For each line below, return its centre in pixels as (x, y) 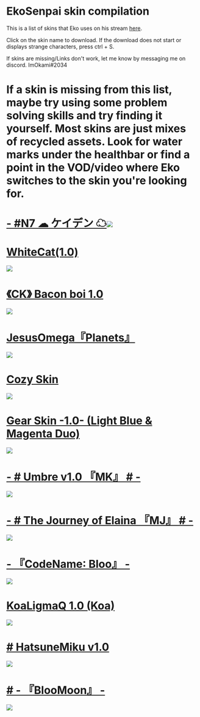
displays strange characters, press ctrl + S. (60, 46)
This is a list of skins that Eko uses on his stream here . (74, 28)
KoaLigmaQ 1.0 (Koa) (60, 606)
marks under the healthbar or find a (98, 155)
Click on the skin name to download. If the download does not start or (94, 40)
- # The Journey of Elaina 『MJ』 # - (100, 521)
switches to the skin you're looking (97, 181)
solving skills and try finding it (84, 116)
